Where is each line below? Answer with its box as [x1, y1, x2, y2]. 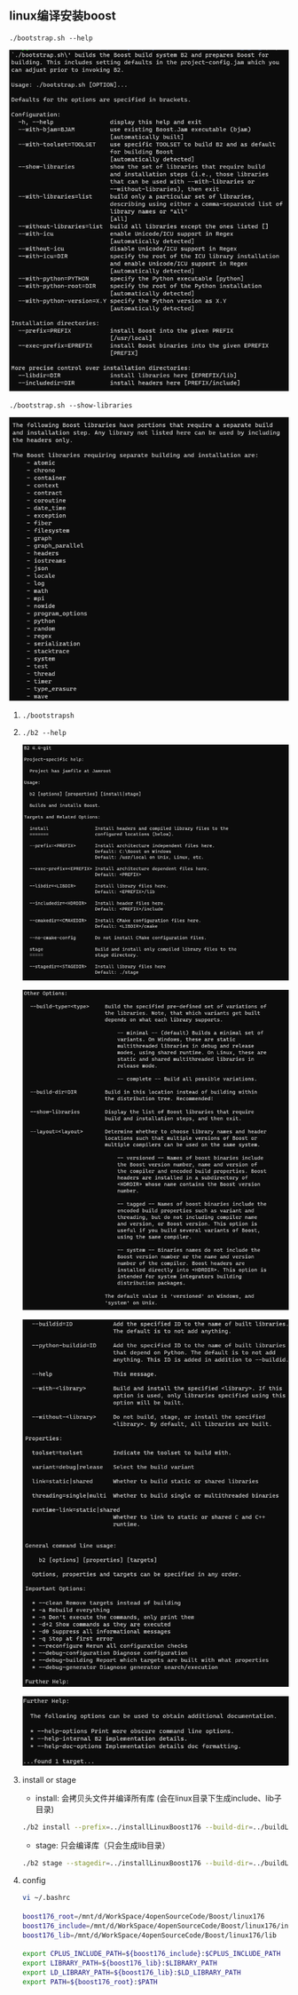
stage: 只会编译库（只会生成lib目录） [35, 1841, 170, 1851]
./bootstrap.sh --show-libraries [9, 400, 133, 410]
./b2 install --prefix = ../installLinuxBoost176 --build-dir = [21, 1823, 254, 1832]
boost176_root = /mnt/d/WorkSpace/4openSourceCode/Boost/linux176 [21, 1912, 265, 1920]
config [21, 1875, 46, 1886]
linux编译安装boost [9, 8, 117, 24]
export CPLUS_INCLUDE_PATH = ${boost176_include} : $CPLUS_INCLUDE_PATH [21, 1950, 281, 1959]
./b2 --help [21, 728, 67, 737]
